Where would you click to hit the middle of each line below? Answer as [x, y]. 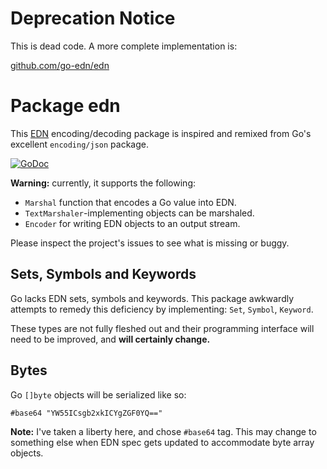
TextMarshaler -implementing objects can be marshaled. [139, 213]
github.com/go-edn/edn [60, 65]
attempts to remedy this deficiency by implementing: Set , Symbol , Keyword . [162, 309]
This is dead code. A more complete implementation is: [124, 46]
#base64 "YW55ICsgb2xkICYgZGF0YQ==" [86, 413]
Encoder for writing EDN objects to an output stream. [132, 223]
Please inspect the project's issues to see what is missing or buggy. [150, 243]
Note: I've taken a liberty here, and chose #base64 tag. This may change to [163, 431]
